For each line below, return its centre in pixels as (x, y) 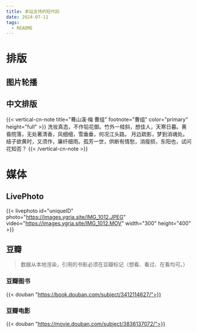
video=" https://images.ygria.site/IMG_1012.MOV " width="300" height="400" (98, 223)
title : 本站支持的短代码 (33, 11)
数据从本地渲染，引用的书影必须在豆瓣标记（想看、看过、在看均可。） (104, 264)
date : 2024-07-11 (27, 17)
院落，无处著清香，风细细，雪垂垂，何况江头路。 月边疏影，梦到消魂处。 (99, 134)
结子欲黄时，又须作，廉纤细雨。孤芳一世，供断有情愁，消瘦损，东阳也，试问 (99, 141)
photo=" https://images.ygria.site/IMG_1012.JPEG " (66, 217)
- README (22, 28)
